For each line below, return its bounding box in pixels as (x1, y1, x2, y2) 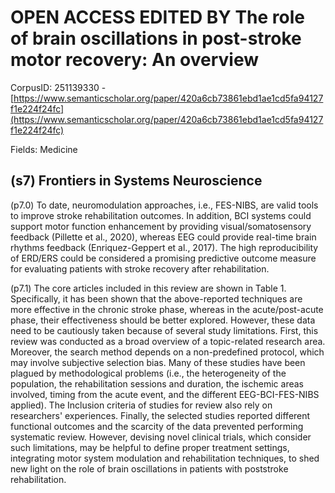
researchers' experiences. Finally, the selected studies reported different (10, 409, 311, 421)
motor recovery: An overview (10, 49, 260, 71)
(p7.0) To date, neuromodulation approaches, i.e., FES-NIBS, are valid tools (10, 199, 319, 211)
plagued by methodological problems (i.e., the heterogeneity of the (10, 367, 287, 379)
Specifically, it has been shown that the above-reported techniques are (10, 292, 303, 305)
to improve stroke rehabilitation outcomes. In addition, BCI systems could (10, 209, 312, 221)
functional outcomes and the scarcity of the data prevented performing (10, 420, 304, 432)
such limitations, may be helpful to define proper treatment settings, (10, 441, 290, 453)
